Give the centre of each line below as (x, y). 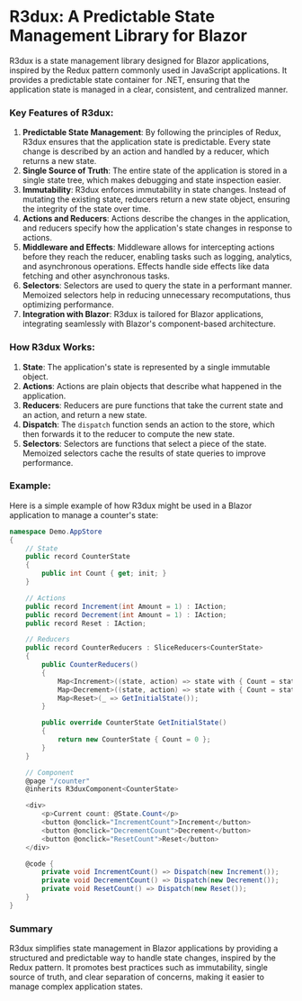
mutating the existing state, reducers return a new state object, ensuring (156, 199)
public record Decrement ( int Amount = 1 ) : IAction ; (126, 614)
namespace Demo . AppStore (56, 532)
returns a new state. (59, 161)
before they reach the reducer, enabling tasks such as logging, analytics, (157, 257)
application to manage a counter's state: (84, 514)
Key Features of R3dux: (62, 113)
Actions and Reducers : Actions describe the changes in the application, (156, 219)
